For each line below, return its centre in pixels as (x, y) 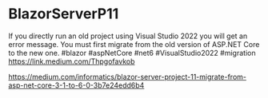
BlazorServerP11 (64, 14)
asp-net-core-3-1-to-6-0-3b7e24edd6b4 (76, 85)
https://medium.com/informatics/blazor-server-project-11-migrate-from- (127, 76)
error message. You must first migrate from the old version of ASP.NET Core (134, 44)
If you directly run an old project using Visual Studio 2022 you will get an (128, 36)
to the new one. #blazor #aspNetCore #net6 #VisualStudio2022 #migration (132, 53)
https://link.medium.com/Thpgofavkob (72, 61)
